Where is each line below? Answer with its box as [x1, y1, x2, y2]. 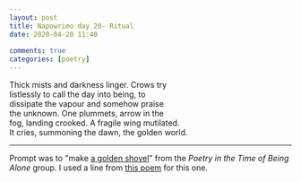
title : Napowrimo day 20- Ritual [9, 22, 134, 30]
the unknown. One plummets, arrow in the [9, 108, 164, 118]
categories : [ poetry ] [9, 55, 90, 64]
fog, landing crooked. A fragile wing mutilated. [9, 117, 180, 128]
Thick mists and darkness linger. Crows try [9, 80, 168, 90]
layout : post [9, 13, 58, 22]
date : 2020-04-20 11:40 [9, 30, 99, 39]
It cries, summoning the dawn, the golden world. [9, 127, 188, 137]
